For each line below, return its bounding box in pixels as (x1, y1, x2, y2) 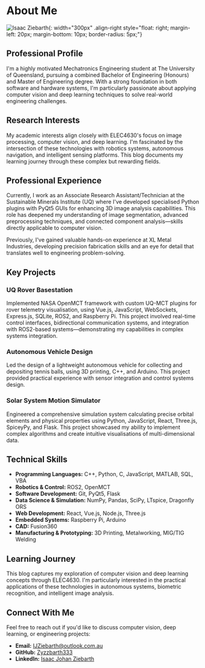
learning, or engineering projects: (6, 631, 91, 638)
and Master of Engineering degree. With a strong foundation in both (6, 77, 177, 85)
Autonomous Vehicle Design (6, 347, 93, 356)
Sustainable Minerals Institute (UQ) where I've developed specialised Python (6, 198, 199, 206)
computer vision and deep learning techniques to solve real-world (6, 90, 173, 98)
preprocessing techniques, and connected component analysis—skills (6, 218, 184, 225)
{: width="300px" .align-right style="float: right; (48, 24, 170, 31)
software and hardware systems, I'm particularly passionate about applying (6, 84, 196, 92)
